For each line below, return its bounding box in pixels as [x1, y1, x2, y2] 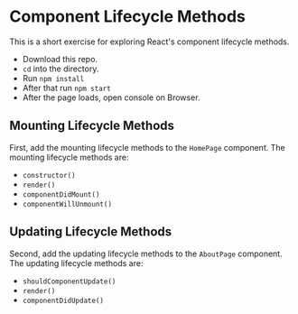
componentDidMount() [22, 189, 100, 199]
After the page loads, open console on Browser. [22, 92, 200, 103]
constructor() [22, 171, 76, 180]
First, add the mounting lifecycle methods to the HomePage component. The [9, 142, 286, 152]
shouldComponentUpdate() [22, 277, 116, 286]
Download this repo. [22, 53, 98, 64]
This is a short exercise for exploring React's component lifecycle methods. [9, 36, 290, 47]
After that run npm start [22, 82, 111, 93]
